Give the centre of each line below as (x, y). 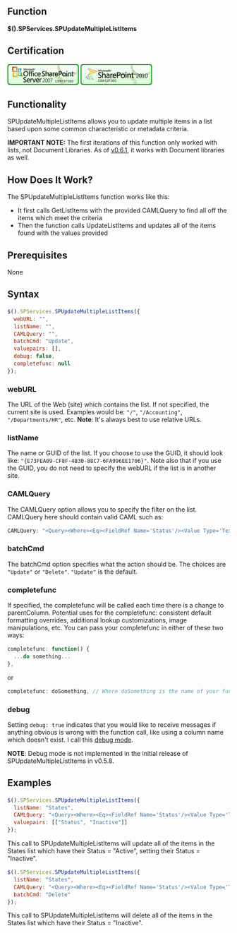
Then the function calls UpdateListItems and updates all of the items (117, 226)
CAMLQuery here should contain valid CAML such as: (85, 517)
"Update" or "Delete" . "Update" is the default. (73, 572)
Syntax (23, 295)
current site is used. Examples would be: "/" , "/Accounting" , (95, 412)
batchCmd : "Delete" (42, 895)
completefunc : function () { (49, 649)
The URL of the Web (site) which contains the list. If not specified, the (108, 404)
